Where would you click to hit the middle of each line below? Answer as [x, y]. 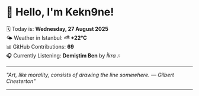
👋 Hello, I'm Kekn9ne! [60, 12]
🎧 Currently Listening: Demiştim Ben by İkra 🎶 [63, 55]
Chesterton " [21, 81]
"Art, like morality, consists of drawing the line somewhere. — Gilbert [90, 75]
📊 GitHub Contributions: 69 [40, 46]
